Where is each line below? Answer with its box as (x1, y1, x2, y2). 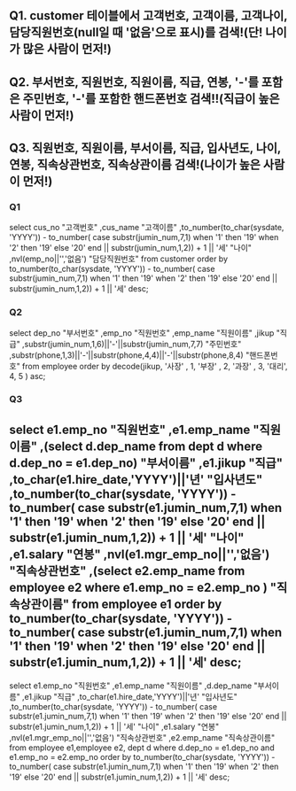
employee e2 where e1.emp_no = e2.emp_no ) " (9, 580, 277, 595)
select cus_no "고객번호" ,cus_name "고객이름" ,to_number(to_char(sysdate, (9, 222, 284, 233)
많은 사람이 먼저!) (22, 42, 113, 57)
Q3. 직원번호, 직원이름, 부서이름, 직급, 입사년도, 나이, (9, 141, 282, 156)
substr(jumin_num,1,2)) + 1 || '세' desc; (9, 283, 149, 294)
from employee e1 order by (72, 597, 222, 612)
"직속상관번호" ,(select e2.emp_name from (9, 563, 245, 578)
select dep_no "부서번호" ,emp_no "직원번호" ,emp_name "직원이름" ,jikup (9, 327, 275, 338)
